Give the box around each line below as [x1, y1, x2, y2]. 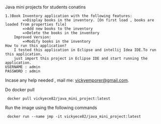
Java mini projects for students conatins [5, 4, 86, 10]
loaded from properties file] [5, 22, 67, 27]
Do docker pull [5, 87, 35, 92]
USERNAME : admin [5, 65, 41, 70]
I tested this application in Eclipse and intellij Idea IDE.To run [14, 48, 157, 53]
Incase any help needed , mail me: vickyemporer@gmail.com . [5, 77, 129, 83]
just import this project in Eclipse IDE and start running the [14, 56, 148, 61]
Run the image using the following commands [5, 105, 97, 110]
